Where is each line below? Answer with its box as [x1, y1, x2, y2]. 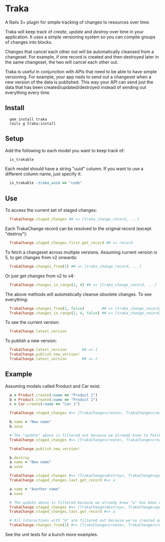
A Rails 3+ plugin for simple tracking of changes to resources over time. [5, 19, 150, 25]
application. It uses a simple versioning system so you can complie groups [5, 34, 156, 40]
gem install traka [9, 116, 48, 122]
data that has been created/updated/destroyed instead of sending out [5, 84, 146, 90]
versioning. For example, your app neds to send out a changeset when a [5, 74, 151, 80]
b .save [9, 424, 23, 429]
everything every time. [5, 89, 51, 95]
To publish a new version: [5, 338, 57, 344]
